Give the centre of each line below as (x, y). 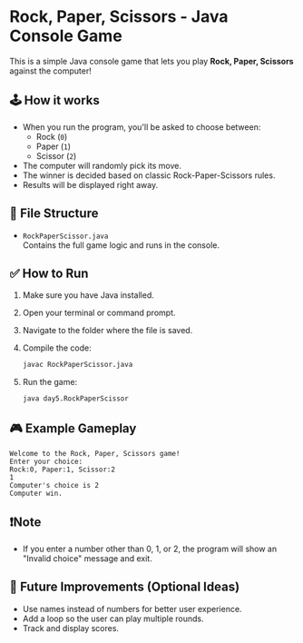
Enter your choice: (46, 461)
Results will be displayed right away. (90, 184)
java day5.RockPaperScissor (75, 399)
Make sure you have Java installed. (88, 295)
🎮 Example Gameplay (73, 428)
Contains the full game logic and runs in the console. (121, 245)
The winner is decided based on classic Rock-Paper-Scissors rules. (149, 175)
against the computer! (51, 71)
